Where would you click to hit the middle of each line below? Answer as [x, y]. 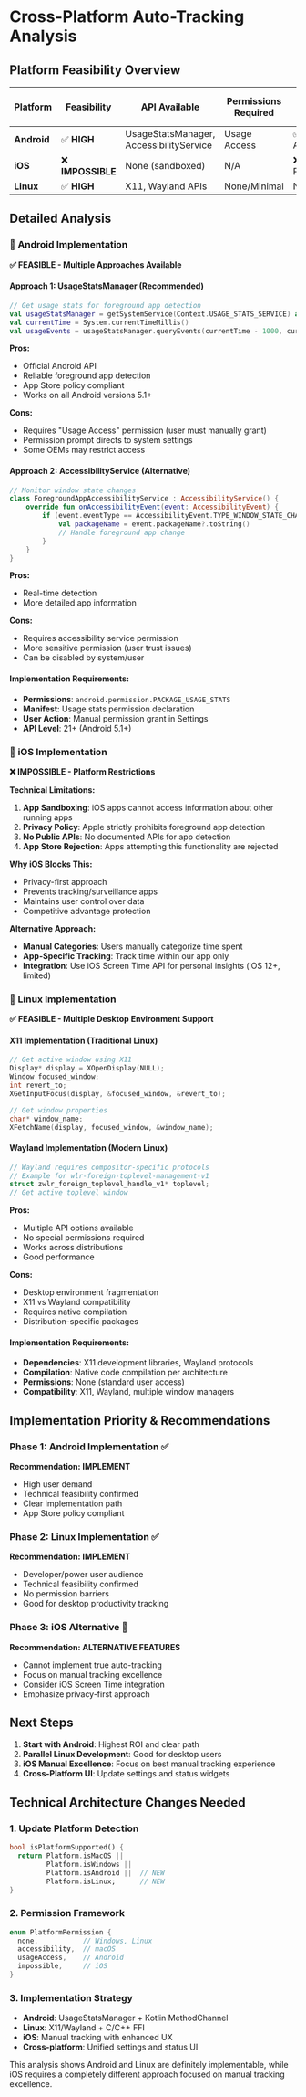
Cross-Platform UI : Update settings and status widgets [126, 1774]
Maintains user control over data [83, 901]
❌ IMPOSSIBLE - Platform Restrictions [82, 771]
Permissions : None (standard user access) [103, 1382]
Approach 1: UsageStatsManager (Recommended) [107, 286]
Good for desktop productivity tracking [96, 1604]
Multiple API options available [78, 1228]
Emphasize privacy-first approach [86, 1694]
